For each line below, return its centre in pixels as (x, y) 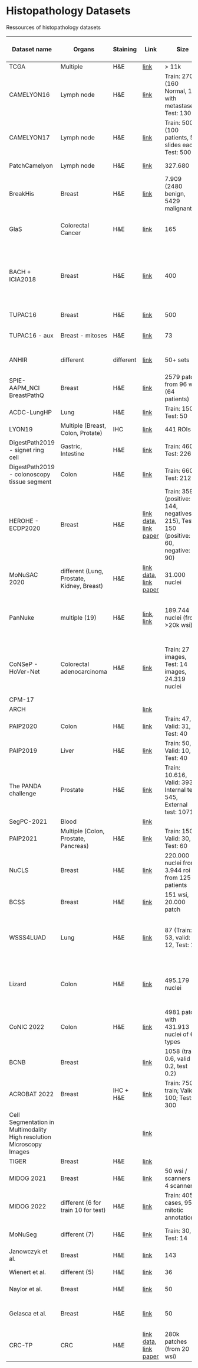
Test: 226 (178, 453)
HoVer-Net (24, 671)
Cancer (71, 233)
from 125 (178, 878)
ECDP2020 (25, 528)
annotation (179, 1217)
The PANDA (25, 786)
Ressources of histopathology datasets (54, 27)
